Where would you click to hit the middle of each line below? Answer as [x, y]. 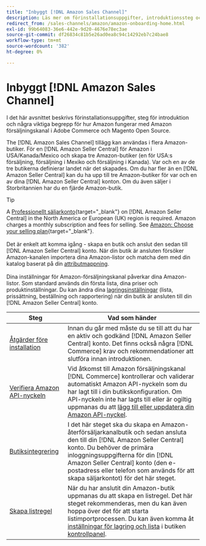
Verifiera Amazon [34, 387]
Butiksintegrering [34, 451]
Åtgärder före [29, 339]
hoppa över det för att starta [108, 510]
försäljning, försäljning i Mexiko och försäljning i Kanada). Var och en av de [101, 162]
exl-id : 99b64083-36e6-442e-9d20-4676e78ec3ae [67, 29]
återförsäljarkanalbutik [100, 432]
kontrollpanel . [87, 534]
